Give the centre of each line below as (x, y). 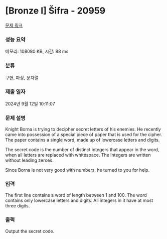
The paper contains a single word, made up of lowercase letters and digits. (82, 140)
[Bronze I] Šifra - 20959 (55, 11)
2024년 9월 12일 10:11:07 (30, 103)
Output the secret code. (30, 231)
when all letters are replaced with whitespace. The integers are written (78, 155)
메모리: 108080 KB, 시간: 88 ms (37, 51)
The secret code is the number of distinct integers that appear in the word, (82, 150)
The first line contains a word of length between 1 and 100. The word (76, 195)
